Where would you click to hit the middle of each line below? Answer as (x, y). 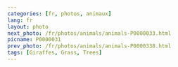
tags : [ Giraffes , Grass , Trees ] (55, 53)
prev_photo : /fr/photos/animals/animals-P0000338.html (89, 46)
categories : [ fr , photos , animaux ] (59, 14)
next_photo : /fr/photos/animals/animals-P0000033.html (89, 33)
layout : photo (28, 27)
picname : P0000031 (34, 40)
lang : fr (20, 20)
